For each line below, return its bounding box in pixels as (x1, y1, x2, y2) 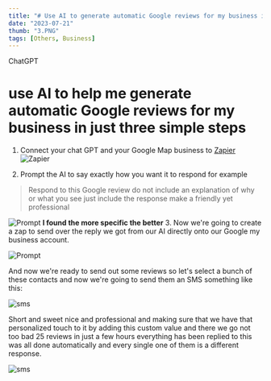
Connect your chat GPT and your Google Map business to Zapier (19, 146, 236, 155)
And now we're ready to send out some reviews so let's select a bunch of (8, 267, 252, 276)
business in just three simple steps (8, 118, 247, 137)
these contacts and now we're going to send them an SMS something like (8, 275, 253, 284)
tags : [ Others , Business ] (8, 34, 95, 43)
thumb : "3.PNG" (8, 27, 60, 35)
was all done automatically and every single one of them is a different (8, 340, 240, 350)
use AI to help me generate (8, 85, 192, 103)
